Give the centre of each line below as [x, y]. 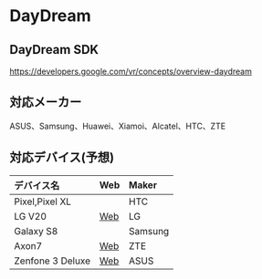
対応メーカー [46, 103]
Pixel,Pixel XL [42, 201]
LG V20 [31, 216]
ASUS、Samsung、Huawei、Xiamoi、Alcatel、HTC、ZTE [118, 126]
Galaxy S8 [36, 231]
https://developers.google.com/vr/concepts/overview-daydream [131, 71]
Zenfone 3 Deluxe [52, 261]
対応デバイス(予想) [62, 157]
